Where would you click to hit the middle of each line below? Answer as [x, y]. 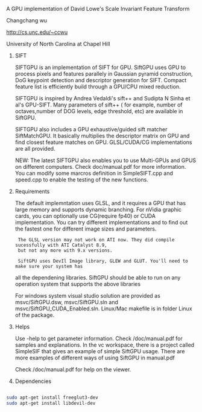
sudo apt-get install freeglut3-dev [52, 397]
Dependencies [33, 381]
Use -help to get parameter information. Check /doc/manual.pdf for [99, 338]
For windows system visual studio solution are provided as [88, 296]
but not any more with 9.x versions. [65, 250]
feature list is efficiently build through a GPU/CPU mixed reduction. [98, 87]
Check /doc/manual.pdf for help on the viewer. [73, 369]
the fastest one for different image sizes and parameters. [86, 229]
